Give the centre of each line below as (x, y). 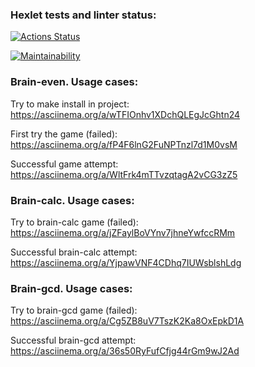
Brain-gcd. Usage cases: (71, 288)
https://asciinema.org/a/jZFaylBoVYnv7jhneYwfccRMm (123, 232)
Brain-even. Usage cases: (74, 82)
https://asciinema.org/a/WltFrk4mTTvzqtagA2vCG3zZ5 (124, 174)
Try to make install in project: (70, 104)
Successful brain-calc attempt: (74, 252)
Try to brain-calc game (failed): (74, 222)
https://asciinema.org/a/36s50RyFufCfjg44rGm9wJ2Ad (125, 351)
